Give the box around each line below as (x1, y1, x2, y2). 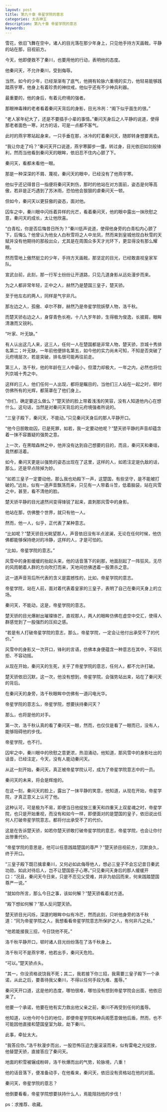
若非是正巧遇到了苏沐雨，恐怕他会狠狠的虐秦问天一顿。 (13, 188, 127, 194)
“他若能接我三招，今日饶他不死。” (5, 928, 73, 934)
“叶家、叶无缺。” (5, 331, 38, 337)
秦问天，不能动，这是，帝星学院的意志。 (5, 602, 88, 608)
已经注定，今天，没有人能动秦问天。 (18, 756, 92, 762)
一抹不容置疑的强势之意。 (9, 432, 62, 438)
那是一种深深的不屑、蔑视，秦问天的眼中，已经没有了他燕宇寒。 (5, 171, 136, 177)
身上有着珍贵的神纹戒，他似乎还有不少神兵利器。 (31, 84, 132, 90)
